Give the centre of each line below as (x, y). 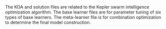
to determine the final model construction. (48, 22)
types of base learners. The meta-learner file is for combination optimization (83, 17)
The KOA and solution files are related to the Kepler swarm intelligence (77, 7)
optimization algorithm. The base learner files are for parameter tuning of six (83, 12)
